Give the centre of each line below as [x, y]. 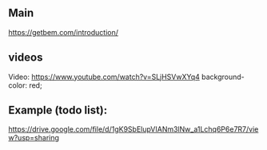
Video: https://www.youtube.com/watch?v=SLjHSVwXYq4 [104, 77]
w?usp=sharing [34, 138]
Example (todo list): [58, 111]
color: [18, 85]
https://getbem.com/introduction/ [63, 32]
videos [26, 58]
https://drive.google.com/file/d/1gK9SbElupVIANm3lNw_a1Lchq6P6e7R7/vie [133, 129]
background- [223, 77]
